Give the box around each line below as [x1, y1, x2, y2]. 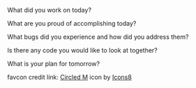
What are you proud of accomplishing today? [7, 19, 137, 27]
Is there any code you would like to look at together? [7, 46, 158, 54]
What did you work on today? [7, 6, 92, 14]
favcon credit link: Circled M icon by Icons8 [7, 73, 133, 81]
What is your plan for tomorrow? [7, 60, 100, 68]
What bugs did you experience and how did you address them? [7, 33, 189, 41]
